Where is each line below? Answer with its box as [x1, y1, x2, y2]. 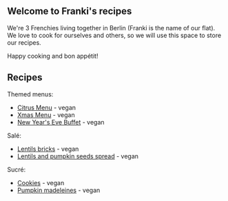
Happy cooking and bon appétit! [7, 52, 99, 60]
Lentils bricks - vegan [17, 145, 79, 153]
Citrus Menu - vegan [17, 103, 76, 112]
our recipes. [7, 38, 41, 47]
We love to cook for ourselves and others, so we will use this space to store [7, 31, 222, 39]
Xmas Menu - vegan [17, 110, 75, 119]
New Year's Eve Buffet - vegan [17, 118, 105, 126]
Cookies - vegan [17, 178, 65, 187]
